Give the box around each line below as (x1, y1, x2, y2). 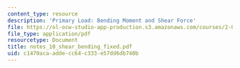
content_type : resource (7, 10, 79, 18)
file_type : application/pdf (7, 30, 91, 38)
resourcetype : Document (7, 37, 79, 44)
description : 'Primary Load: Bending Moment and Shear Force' (7, 17, 196, 24)
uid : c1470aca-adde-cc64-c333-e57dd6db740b (7, 50, 139, 57)
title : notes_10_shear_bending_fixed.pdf (7, 43, 133, 50)
